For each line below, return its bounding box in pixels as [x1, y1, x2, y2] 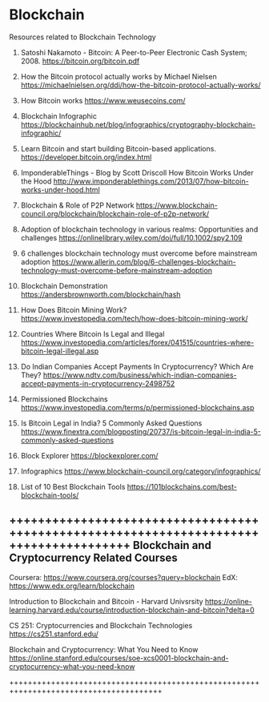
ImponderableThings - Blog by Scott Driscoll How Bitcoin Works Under [20, 167, 255, 177]
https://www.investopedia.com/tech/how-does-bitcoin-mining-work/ [20, 313, 248, 323]
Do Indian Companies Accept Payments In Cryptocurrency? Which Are [20, 361, 255, 371]
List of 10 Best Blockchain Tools [20, 482, 126, 491]
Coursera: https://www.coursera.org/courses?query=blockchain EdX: [9, 572, 239, 582]
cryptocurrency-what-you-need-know [9, 661, 135, 671]
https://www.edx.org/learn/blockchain [9, 581, 135, 591]
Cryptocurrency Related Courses [9, 551, 179, 565]
